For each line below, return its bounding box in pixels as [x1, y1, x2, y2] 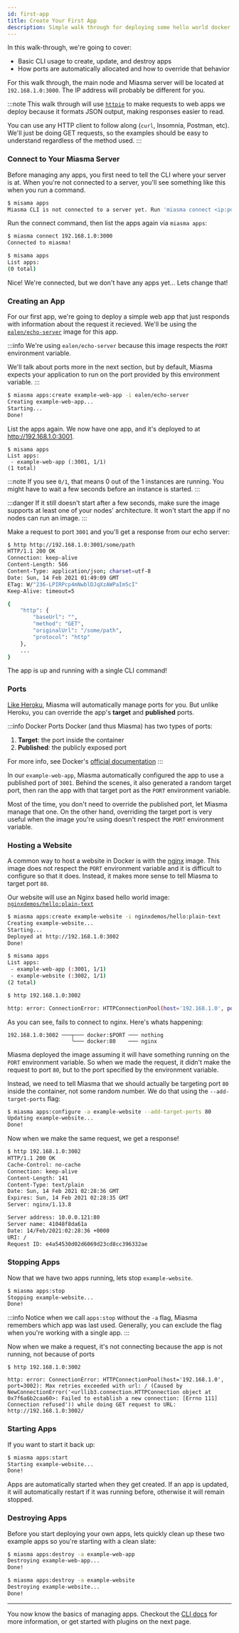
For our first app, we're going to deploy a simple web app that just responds [7, 312, 230, 321]
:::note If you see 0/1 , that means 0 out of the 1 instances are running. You [7, 477, 224, 486]
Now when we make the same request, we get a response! [7, 1135, 179, 1143]
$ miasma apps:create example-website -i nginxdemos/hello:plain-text [7, 913, 221, 921]
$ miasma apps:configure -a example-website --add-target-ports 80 [7, 1108, 212, 1115]
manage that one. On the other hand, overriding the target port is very [7, 807, 212, 816]
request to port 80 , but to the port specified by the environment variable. [7, 1065, 219, 1074]
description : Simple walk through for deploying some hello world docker [7, 24, 231, 31]
